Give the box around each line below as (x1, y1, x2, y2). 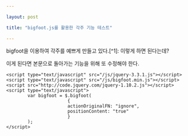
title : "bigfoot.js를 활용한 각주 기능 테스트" (6, 24, 113, 30)
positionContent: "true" (67, 108, 129, 114)
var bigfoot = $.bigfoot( (27, 92, 92, 98)
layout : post (6, 14, 39, 20)
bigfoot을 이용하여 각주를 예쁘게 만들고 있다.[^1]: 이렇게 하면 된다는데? (6, 47, 170, 54)
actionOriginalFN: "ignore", (67, 103, 140, 109)
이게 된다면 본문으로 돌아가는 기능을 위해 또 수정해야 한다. (6, 60, 140, 67)
